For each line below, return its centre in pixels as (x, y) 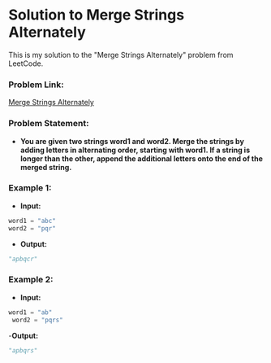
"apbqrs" (23, 350)
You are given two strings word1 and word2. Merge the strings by (132, 141)
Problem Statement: (49, 124)
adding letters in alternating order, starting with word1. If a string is (135, 150)
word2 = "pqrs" (37, 320)
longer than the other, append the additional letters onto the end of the (142, 158)
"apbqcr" (23, 259)
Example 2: (31, 280)
